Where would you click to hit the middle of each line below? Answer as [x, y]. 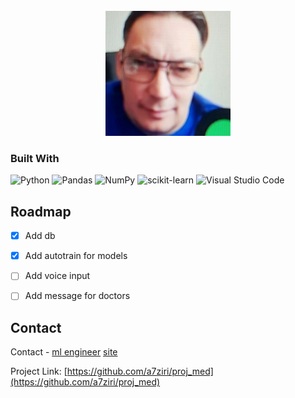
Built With [35, 158]
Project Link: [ [39, 371]
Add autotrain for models [76, 256]
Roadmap [41, 211]
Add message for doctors [77, 296]
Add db [40, 236]
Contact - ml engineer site [64, 352]
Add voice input [57, 276]
